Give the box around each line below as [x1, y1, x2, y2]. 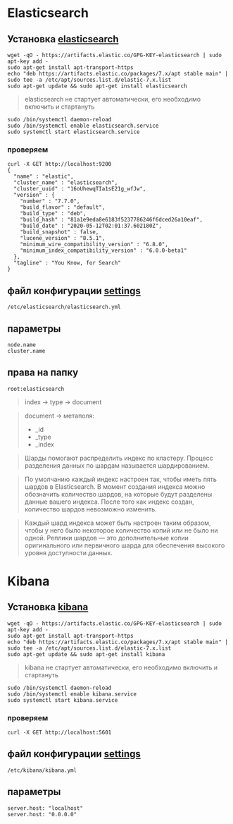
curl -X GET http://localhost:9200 [7, 161, 112, 168]
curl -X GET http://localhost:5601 [7, 729, 112, 737]
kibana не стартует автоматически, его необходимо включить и [24, 663, 218, 672]
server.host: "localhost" [7, 804, 83, 812]
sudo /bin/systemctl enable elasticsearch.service [7, 122, 159, 129]
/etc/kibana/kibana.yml [7, 767, 77, 774]
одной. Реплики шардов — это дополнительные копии [24, 533, 189, 542]
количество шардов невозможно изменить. [24, 504, 157, 513]
